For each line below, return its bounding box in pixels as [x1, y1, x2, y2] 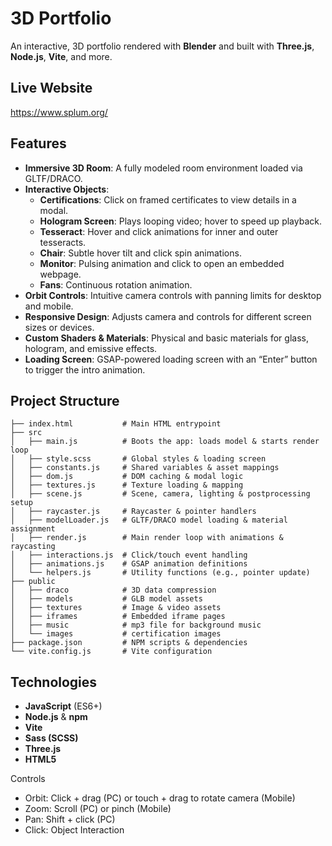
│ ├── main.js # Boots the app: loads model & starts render [10, 437, 320, 447]
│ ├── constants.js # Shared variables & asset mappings [10, 463, 280, 473]
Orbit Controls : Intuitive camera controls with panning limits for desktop [24, 289, 322, 301]
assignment [10, 524, 56, 534]
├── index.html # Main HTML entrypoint [10, 419, 222, 429]
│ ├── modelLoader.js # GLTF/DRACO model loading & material [10, 515, 288, 526]
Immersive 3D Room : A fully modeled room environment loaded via [24, 162, 303, 174]
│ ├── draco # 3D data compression [10, 585, 217, 596]
